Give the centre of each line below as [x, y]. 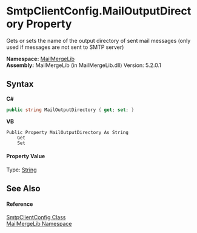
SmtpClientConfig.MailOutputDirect [99, 11]
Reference [20, 204]
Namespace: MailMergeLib [40, 59]
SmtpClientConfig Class [36, 217]
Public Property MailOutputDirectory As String [68, 132]
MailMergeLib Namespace [39, 224]
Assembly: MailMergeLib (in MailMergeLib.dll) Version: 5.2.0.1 [84, 65]
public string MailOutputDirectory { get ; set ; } [70, 110]
